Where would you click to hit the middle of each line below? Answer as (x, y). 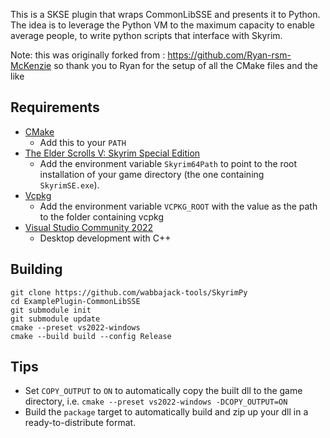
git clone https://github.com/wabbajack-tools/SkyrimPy (129, 292)
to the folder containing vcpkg (101, 216)
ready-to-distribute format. (80, 423)
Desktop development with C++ (105, 238)
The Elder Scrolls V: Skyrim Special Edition (112, 153)
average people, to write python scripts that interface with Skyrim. (146, 35)
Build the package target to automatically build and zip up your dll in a (166, 412)
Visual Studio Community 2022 (89, 227)
